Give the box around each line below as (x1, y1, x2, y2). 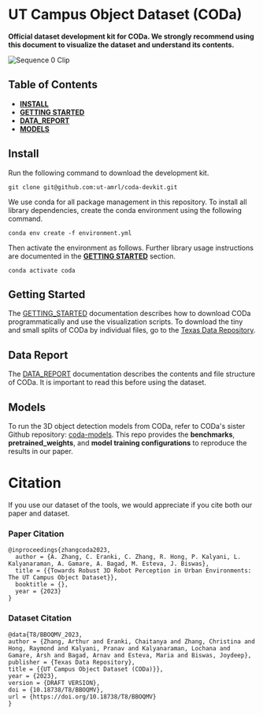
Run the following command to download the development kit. (8, 168, 209, 177)
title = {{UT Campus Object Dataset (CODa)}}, (8, 665, 164, 673)
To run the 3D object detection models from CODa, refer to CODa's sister (8, 422, 246, 430)
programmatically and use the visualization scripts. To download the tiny (8, 317, 243, 326)
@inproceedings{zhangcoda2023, (8, 546, 111, 554)
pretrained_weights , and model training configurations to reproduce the (8, 438, 247, 447)
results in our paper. (8, 447, 73, 456)
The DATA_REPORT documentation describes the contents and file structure (8, 369, 256, 379)
